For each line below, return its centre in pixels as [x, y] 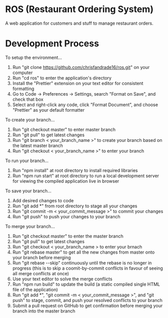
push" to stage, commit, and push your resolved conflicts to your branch [88, 300]
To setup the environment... [34, 57]
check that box [28, 99]
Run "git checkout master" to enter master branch [64, 129]
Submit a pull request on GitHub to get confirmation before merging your [88, 305]
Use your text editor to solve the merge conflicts [62, 279]
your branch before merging [42, 257]
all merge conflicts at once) [41, 273]
